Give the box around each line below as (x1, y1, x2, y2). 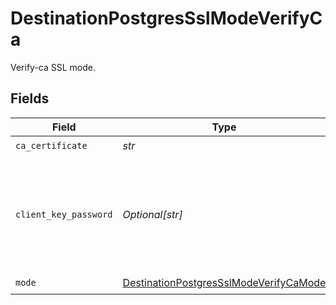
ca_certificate (15, 140, 88, 152)
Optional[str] (122, 207, 183, 221)
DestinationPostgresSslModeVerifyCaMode (122, 276, 327, 290)
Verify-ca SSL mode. (10, 61, 97, 73)
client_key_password (15, 208, 113, 220)
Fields (10, 90, 50, 107)
